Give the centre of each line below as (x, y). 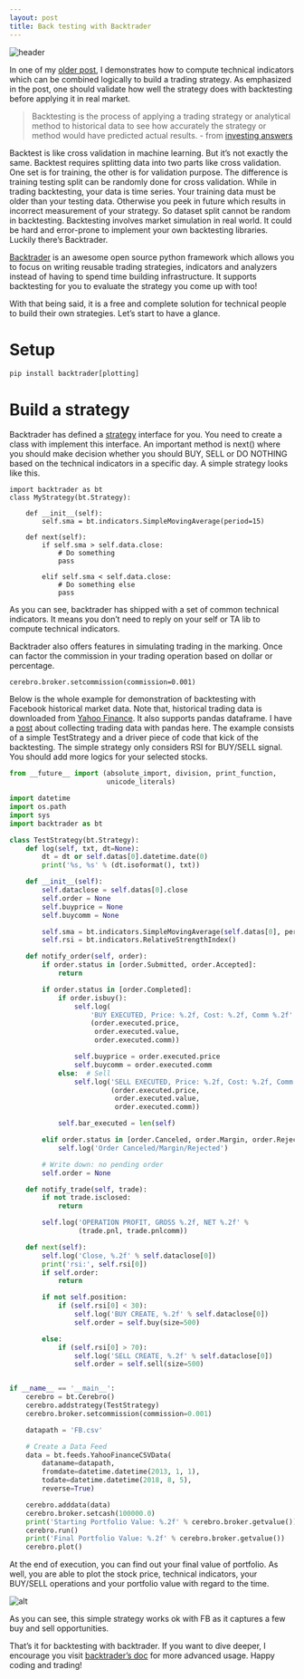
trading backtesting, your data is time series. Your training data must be (142, 191)
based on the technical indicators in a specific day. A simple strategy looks (149, 464)
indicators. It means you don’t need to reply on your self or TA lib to (135, 619)
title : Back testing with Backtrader (81, 26)
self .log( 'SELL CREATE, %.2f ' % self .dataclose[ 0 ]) (173, 1356)
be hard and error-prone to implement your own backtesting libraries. (139, 230)
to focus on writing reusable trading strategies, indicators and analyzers (143, 266)
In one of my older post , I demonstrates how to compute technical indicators (152, 70)
